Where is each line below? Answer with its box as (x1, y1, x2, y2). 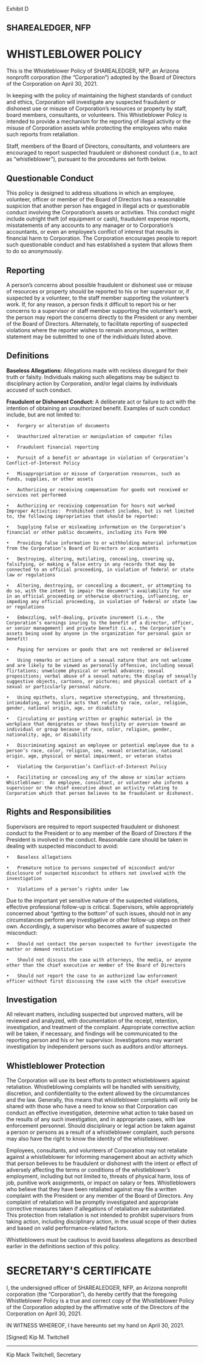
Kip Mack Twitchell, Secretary (6, 1351, 81, 1359)
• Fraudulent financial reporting (6, 444, 99, 450)
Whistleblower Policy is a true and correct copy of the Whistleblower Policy (6, 1297, 194, 1304)
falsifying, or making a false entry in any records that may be (6, 561, 175, 567)
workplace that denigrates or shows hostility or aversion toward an (6, 721, 186, 727)
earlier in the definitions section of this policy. (6, 1243, 120, 1250)
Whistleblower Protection (6, 1060, 105, 1071)
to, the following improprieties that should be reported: (6, 513, 159, 519)
